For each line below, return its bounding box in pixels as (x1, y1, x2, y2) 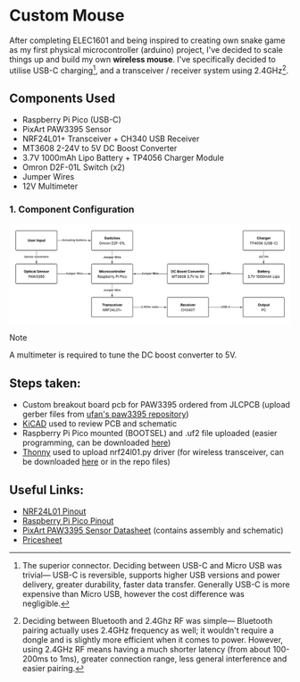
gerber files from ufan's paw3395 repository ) (21, 408, 189, 420)
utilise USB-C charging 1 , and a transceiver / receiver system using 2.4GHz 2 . (9, 63, 289, 76)
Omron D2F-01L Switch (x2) (21, 162, 126, 173)
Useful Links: (9, 482, 85, 497)
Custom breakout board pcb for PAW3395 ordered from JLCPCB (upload (21, 400, 290, 410)
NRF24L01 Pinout (21, 506, 87, 517)
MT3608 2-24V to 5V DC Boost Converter (21, 143, 178, 154)
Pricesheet (21, 535, 62, 545)
